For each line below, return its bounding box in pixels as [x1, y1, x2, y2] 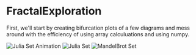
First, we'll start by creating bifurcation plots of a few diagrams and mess [6, 24, 191, 31]
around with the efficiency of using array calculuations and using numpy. [6, 30, 190, 37]
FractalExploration [6, 4, 102, 18]
